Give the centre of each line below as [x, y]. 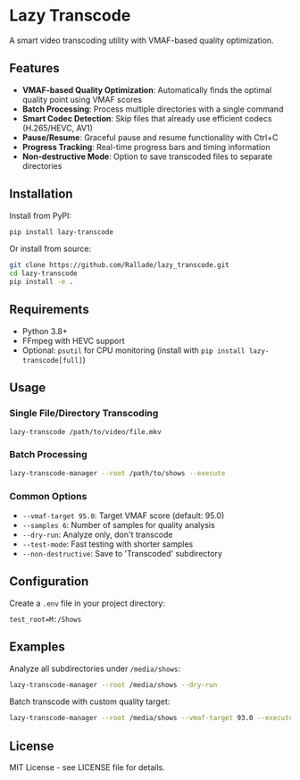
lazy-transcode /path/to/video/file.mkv [86, 432]
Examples [37, 647]
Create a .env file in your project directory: [87, 603]
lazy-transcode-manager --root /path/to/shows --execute [117, 473]
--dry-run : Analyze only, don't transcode [97, 534]
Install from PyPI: [41, 215]
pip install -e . [42, 282]
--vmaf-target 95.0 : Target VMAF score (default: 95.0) [123, 516]
